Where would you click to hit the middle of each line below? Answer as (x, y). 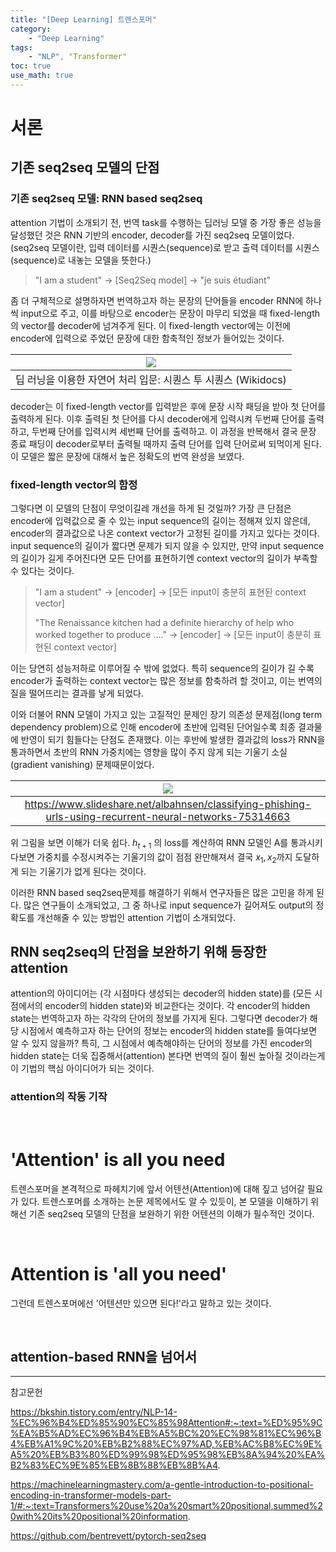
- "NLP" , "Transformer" (78, 57)
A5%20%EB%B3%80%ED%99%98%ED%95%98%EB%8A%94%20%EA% (168, 1455)
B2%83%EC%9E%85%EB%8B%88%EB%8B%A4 (114, 1465)
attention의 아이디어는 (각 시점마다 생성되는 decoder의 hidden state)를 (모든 (161, 993)
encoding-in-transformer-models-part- (91, 1495)
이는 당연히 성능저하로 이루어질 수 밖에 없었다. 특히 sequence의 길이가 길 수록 (162, 668)
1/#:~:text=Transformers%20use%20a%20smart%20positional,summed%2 (166, 1506)
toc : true (31, 66)
